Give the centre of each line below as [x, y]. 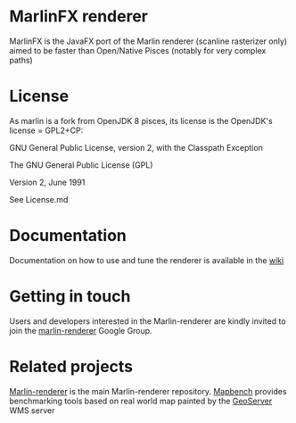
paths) [21, 60]
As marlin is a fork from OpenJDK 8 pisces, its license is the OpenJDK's [141, 120]
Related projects [71, 366]
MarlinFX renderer [79, 17]
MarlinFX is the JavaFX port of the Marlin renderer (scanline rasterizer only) [148, 41]
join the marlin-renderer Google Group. [81, 330]
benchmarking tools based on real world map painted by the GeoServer [141, 401]
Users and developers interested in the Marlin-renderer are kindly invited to [148, 321]
